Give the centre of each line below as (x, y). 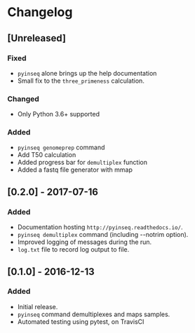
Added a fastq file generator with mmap (75, 170)
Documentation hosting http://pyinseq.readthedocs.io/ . (100, 227)
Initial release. (38, 306)
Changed (23, 99)
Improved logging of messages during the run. (85, 242)
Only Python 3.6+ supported (59, 114)
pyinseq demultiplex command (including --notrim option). (103, 235)
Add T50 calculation (47, 155)
